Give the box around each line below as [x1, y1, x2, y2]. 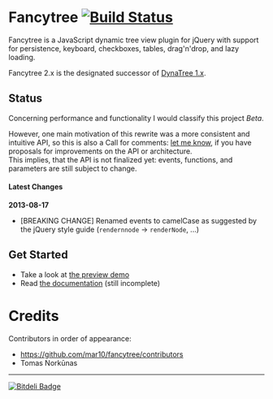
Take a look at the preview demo [19, 269, 130, 280]
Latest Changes [8, 182, 63, 192]
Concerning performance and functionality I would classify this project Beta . [8, 113, 264, 123]
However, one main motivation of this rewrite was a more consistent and [8, 128, 250, 138]
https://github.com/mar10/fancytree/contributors [19, 349, 184, 359]
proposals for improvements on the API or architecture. [8, 146, 193, 156]
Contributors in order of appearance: [8, 333, 132, 343]
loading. [8, 52, 36, 62]
